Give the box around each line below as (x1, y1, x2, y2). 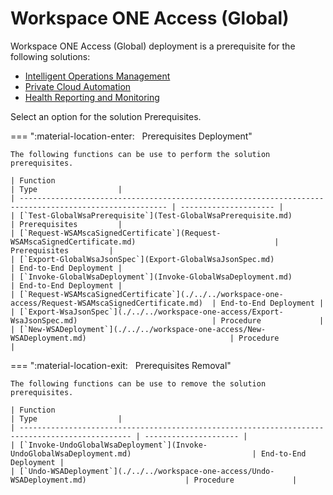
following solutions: (10, 50, 91, 62)
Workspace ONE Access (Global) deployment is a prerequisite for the (10, 40, 296, 52)
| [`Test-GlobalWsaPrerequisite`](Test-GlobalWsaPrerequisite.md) (10, 210, 293, 221)
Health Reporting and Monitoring (24, 91, 160, 103)
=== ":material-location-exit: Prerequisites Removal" (10, 359, 232, 371)
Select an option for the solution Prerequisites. (10, 110, 202, 122)
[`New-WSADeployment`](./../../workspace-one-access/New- (19, 324, 267, 334)
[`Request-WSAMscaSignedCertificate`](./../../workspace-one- (19, 289, 284, 299)
